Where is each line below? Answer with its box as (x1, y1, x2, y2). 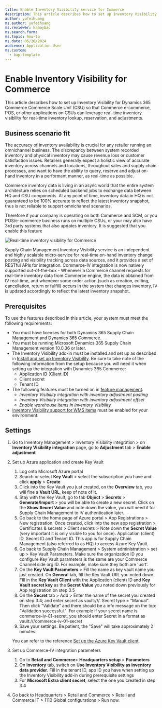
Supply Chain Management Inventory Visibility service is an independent (5, 247, 150, 253)
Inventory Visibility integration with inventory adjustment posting (19, 392, 148, 397)
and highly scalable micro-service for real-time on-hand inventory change (5, 252, 153, 258)
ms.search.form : (5, 30, 38, 35)
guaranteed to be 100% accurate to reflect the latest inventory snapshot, (5, 198, 150, 204)
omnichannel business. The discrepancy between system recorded (5, 147, 139, 153)
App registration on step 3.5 (19, 587, 75, 593)
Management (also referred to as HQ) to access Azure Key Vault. (19, 540, 148, 547)
